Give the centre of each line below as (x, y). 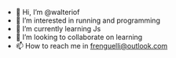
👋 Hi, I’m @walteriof (48, 12)
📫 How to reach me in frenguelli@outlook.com (92, 46)
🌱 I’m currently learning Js (58, 29)
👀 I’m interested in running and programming (88, 20)
